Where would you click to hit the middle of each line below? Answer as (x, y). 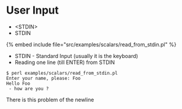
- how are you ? (29, 89)
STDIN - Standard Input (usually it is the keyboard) (76, 56)
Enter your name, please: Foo (44, 78)
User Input (33, 10)
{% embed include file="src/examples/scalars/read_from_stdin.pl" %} (91, 44)
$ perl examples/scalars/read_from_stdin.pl (62, 73)
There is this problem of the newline (50, 100)
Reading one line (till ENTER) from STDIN (65, 62)
